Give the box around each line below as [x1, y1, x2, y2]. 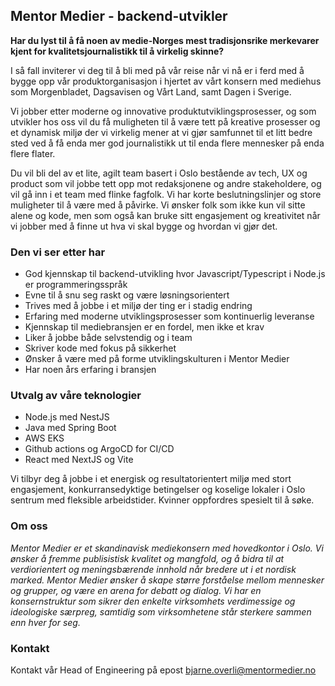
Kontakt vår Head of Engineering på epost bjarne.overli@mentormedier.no [10, 664, 317, 676]
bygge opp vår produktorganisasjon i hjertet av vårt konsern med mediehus [10, 75, 322, 87]
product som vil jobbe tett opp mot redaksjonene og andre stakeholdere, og [10, 177, 322, 189]
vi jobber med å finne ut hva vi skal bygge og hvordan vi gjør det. [10, 220, 278, 232]
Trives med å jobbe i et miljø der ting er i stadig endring [24, 300, 253, 312]
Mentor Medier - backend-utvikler [10, 8, 228, 25]
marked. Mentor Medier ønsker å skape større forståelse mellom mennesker [10, 574, 325, 586]
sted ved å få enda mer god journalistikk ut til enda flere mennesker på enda [10, 137, 325, 149]
